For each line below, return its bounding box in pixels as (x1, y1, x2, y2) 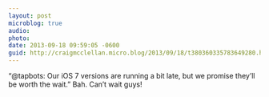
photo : (8, 34, 30, 42)
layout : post (8, 11, 52, 20)
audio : (8, 26, 30, 34)
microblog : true (8, 19, 62, 27)
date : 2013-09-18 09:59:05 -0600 (8, 42, 120, 50)
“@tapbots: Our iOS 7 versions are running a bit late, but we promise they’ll (8, 71, 255, 80)
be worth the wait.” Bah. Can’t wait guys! (8, 79, 143, 89)
